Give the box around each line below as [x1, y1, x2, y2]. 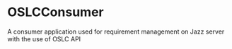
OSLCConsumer [7, 4, 104, 20]
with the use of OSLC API [7, 34, 81, 43]
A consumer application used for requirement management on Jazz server [7, 27, 225, 36]
